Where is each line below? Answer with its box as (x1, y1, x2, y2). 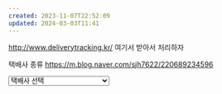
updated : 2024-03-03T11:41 (8, 19, 100, 27)
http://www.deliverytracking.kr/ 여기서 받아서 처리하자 (8, 42, 185, 52)
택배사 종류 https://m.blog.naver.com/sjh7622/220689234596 (8, 59, 214, 69)
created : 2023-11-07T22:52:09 (8, 11, 111, 20)
